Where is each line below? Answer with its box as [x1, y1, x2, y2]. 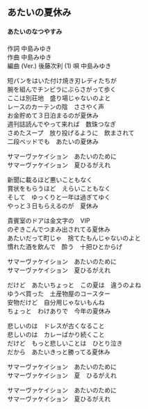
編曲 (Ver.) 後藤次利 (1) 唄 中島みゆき [7, 61, 112, 70]
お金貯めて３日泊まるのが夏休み [7, 111, 99, 120]
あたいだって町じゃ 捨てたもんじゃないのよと [7, 234, 141, 242]
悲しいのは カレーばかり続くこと [7, 330, 106, 339]
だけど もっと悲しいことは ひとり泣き [7, 339, 123, 347]
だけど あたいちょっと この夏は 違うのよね [7, 280, 141, 289]
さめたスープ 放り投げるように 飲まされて [7, 128, 135, 137]
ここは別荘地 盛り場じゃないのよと [7, 93, 111, 102]
